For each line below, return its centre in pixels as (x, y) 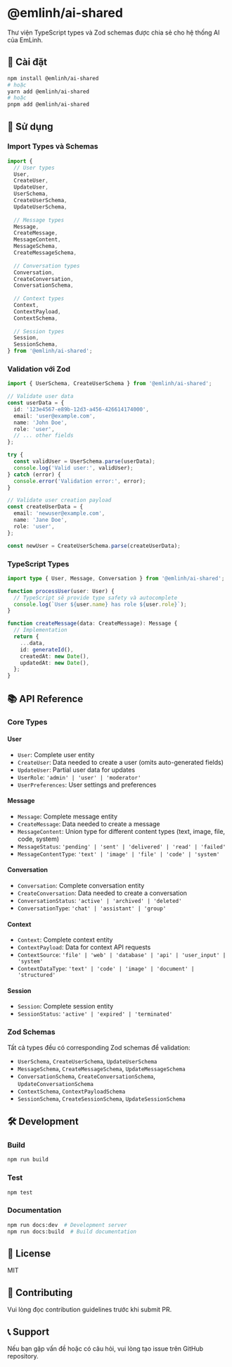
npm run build (28, 1160)
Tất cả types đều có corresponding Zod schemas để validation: (99, 1047)
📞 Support (28, 1331)
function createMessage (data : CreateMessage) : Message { (92, 624)
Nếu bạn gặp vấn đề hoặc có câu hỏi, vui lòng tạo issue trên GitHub (105, 1349)
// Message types (39, 220)
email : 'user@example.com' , (55, 416)
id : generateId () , (47, 649)
